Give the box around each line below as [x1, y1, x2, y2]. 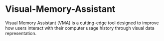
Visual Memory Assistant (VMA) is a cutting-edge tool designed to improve [5, 20, 159, 26]
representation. [5, 30, 36, 36]
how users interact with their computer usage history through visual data [5, 25, 155, 31]
